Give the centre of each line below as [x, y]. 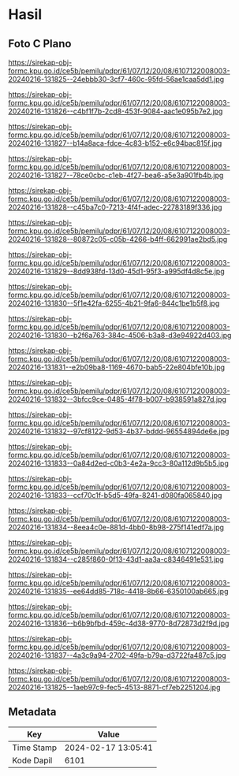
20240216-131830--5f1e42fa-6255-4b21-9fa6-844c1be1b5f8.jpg [114, 303]
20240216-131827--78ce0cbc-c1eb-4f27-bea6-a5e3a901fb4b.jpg [116, 175]
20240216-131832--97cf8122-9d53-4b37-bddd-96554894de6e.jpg [119, 431]
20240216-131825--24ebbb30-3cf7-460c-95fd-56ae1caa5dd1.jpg [116, 79]
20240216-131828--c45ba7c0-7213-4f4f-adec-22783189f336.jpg [115, 207]
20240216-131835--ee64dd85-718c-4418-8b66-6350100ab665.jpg [118, 591]
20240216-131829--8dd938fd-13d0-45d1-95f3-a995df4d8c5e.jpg [116, 271]
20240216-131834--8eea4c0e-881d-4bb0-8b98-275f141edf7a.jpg [116, 527]
